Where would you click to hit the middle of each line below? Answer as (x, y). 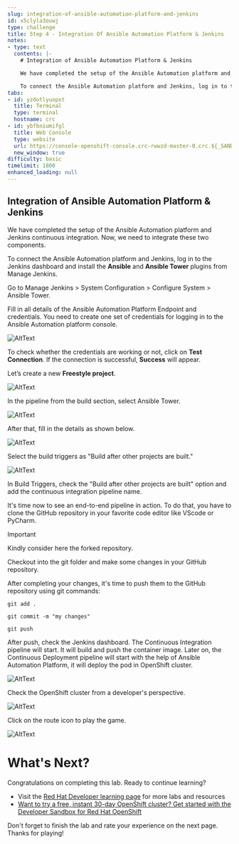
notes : (17, 41)
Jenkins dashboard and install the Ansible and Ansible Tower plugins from (117, 266)
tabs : (15, 93)
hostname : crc (34, 120)
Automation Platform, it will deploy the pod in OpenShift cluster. (100, 665)
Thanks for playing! (36, 833)
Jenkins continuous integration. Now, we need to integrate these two (108, 237)
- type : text (27, 47)
